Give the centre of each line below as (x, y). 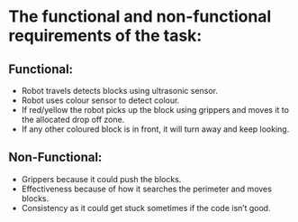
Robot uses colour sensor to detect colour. (100, 100)
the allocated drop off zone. (73, 120)
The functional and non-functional (140, 17)
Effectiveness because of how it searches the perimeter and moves (146, 189)
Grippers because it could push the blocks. (101, 179)
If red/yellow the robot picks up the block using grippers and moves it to (155, 110)
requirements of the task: (105, 36)
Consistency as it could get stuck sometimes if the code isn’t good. (146, 208)
